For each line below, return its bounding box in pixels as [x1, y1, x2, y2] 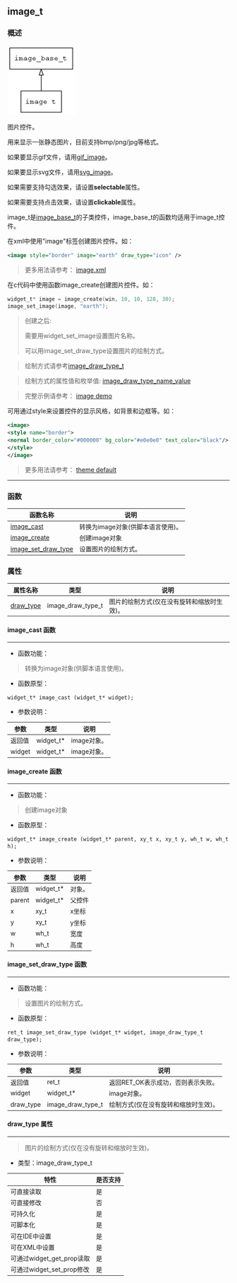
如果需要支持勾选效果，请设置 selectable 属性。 [7, 183, 144, 191]
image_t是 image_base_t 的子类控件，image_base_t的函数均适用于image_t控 [7, 212, 225, 221]
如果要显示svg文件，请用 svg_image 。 [7, 168, 118, 176]
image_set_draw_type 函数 [7, 960, 87, 969]
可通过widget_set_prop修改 [10, 1265, 90, 1274]
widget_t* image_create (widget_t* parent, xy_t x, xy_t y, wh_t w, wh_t [7, 836, 229, 843]
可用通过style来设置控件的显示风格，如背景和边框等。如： [7, 407, 176, 415]
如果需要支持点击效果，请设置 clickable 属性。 [7, 197, 140, 206]
